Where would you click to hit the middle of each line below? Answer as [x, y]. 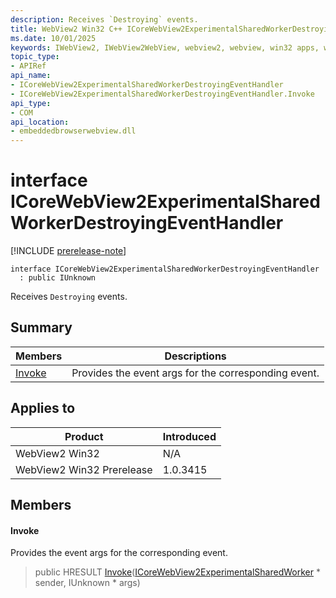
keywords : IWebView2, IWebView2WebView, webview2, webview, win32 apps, [165, 47]
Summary [41, 327]
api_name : [31, 76]
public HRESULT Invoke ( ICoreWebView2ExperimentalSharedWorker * [177, 572]
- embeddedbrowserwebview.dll [73, 131]
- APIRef [28, 66]
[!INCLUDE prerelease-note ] [68, 251]
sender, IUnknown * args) [87, 583]
